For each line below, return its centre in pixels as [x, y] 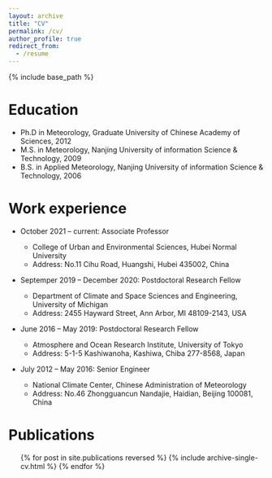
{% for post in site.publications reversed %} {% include [112, 458]
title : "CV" [28, 24]
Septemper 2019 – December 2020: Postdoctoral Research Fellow [130, 280]
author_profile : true [45, 39]
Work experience [68, 209]
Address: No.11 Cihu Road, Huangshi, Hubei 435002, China [131, 264]
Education [43, 110]
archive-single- [232, 458]
